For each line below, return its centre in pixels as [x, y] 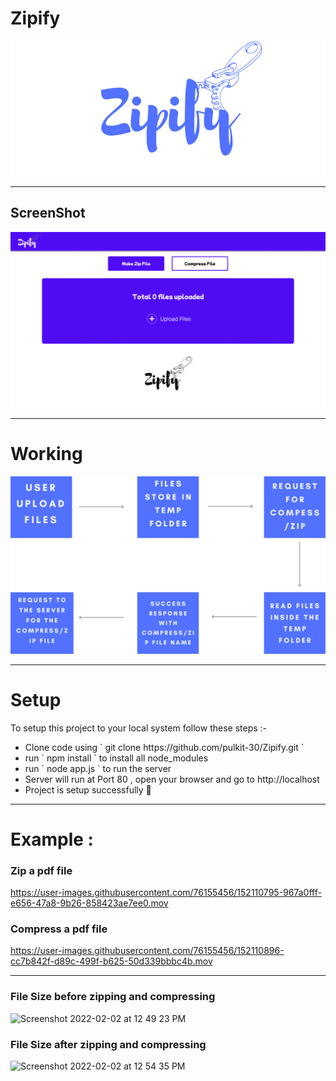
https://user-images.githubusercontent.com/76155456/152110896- [147, 951]
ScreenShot [48, 213]
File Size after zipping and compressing [108, 1044]
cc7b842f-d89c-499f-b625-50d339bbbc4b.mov [111, 961]
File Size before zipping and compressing [113, 997]
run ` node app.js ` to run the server [98, 768]
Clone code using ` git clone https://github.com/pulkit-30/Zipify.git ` [164, 747]
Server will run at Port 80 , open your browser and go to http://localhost [172, 779]
